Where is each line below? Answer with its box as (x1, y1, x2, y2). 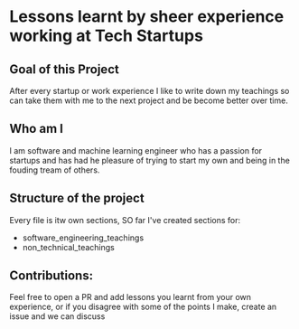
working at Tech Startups (9, 25, 203, 46)
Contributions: (9, 268, 93, 284)
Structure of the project (9, 191, 145, 206)
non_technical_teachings (22, 241, 115, 252)
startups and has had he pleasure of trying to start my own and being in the (9, 155, 291, 165)
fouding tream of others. (9, 164, 100, 175)
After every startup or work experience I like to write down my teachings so (9, 86, 290, 96)
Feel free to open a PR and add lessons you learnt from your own (9, 292, 251, 303)
